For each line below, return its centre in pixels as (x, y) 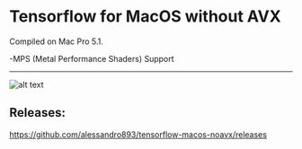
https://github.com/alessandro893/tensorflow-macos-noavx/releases (138, 134)
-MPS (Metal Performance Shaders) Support (92, 58)
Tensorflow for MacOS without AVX (145, 17)
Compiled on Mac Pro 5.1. (56, 41)
